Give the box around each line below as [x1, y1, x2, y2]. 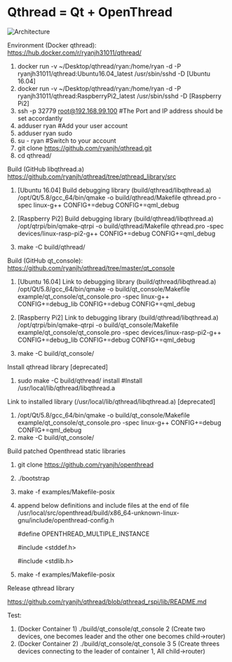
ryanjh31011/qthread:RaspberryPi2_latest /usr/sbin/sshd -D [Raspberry [17, 92, 222, 100]
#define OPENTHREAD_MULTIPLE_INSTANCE [17, 530, 150, 538]
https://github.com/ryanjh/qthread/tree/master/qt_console [7, 263, 175, 272]
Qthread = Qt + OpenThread [7, 4, 173, 20]
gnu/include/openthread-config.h [17, 516, 114, 524]
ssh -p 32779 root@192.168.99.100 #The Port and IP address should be [17, 106, 223, 115]
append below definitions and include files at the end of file [17, 501, 189, 509]
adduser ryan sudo [17, 129, 72, 137]
